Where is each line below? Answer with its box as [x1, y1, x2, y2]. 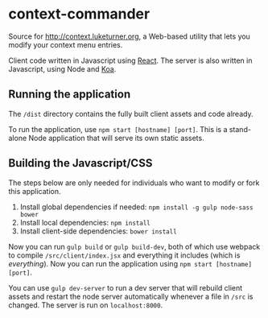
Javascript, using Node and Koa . [8, 64, 117, 73]
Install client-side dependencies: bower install [19, 226, 177, 236]
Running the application [8, 88, 131, 101]
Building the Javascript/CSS [8, 156, 153, 170]
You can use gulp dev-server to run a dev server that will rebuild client [8, 283, 243, 292]
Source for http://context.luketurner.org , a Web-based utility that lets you [8, 31, 251, 41]
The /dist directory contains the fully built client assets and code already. [8, 109, 254, 118]
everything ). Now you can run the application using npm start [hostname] [8, 258, 252, 268]
